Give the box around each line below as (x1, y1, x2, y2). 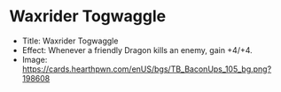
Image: (21, 54, 48, 65)
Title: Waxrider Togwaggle (21, 35, 119, 46)
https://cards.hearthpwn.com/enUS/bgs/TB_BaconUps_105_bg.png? (21, 64, 272, 74)
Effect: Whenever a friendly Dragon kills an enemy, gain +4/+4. (21, 44, 253, 55)
